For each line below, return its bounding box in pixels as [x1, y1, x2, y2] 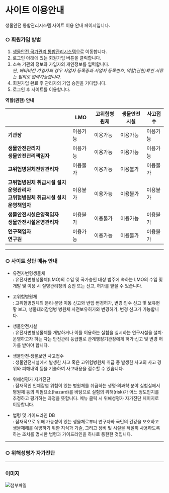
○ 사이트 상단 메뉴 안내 [5, 258, 58, 265]
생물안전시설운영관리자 [8, 219, 59, 226]
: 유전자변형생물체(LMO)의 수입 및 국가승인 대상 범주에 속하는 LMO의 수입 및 [12, 276, 163, 282]
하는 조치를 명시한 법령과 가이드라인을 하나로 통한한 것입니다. [12, 431, 132, 437]
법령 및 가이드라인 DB [12, 412, 55, 418]
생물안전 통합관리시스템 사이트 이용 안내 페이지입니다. [5, 22, 110, 28]
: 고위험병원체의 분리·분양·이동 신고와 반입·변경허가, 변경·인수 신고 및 [12, 300, 147, 306]
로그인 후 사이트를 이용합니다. [12, 86, 71, 92]
